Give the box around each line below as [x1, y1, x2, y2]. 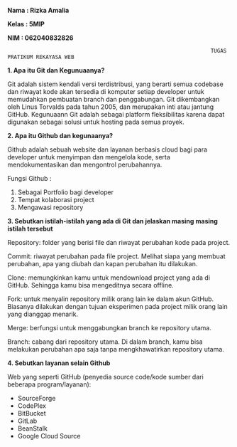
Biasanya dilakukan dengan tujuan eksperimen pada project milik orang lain [7, 303, 228, 310]
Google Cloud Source [17, 432, 81, 440]
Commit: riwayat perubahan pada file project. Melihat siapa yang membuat [7, 252, 226, 261]
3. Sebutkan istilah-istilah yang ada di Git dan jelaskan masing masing [7, 217, 219, 225]
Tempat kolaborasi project [17, 196, 94, 204]
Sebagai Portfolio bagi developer [17, 188, 114, 196]
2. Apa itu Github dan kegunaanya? [7, 132, 114, 140]
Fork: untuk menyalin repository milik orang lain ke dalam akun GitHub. [7, 295, 214, 303]
